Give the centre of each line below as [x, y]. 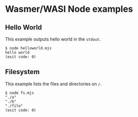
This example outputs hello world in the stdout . [53, 39]
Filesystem [22, 72]
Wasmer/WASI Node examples [69, 9]
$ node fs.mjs [20, 93]
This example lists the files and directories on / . [53, 84]
